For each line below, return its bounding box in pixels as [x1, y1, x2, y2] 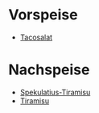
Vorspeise [8, 6, 78, 24]
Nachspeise [8, 61, 90, 79]
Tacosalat [19, 32, 53, 42]
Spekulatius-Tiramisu [19, 87, 91, 97]
